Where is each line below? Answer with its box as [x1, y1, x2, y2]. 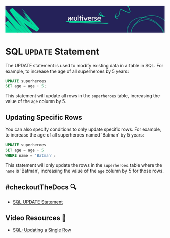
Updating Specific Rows [5, 113, 82, 122]
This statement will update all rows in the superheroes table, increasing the [5, 93, 160, 99]
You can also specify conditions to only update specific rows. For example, [5, 126, 161, 132]
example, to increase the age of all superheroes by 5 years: [5, 68, 129, 74]
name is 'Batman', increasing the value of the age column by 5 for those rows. [5, 167, 164, 174]
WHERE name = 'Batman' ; [5, 153, 56, 158]
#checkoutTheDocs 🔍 [5, 183, 77, 192]
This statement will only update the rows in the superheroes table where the [5, 162, 162, 168]
